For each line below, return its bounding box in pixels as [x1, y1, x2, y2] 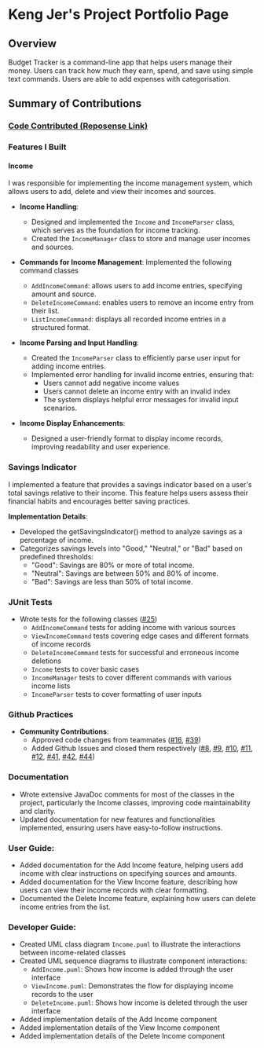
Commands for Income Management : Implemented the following [19, 258, 232, 267]
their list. [31, 306, 60, 316]
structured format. [31, 323, 91, 332]
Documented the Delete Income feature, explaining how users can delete [19, 893, 256, 903]
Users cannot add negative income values [42, 379, 180, 388]
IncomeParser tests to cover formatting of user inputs [31, 690, 203, 699]
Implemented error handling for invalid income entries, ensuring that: [31, 370, 254, 379]
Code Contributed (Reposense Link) [8, 120, 148, 131]
